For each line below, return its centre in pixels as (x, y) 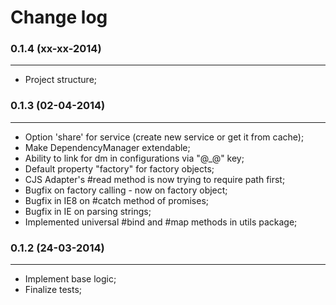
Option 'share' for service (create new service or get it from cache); (164, 137)
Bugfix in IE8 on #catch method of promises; (116, 200)
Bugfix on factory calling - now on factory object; (126, 190)
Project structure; (61, 80)
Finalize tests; (53, 290)
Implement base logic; (70, 279)
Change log (59, 17)
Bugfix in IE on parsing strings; (88, 211)
